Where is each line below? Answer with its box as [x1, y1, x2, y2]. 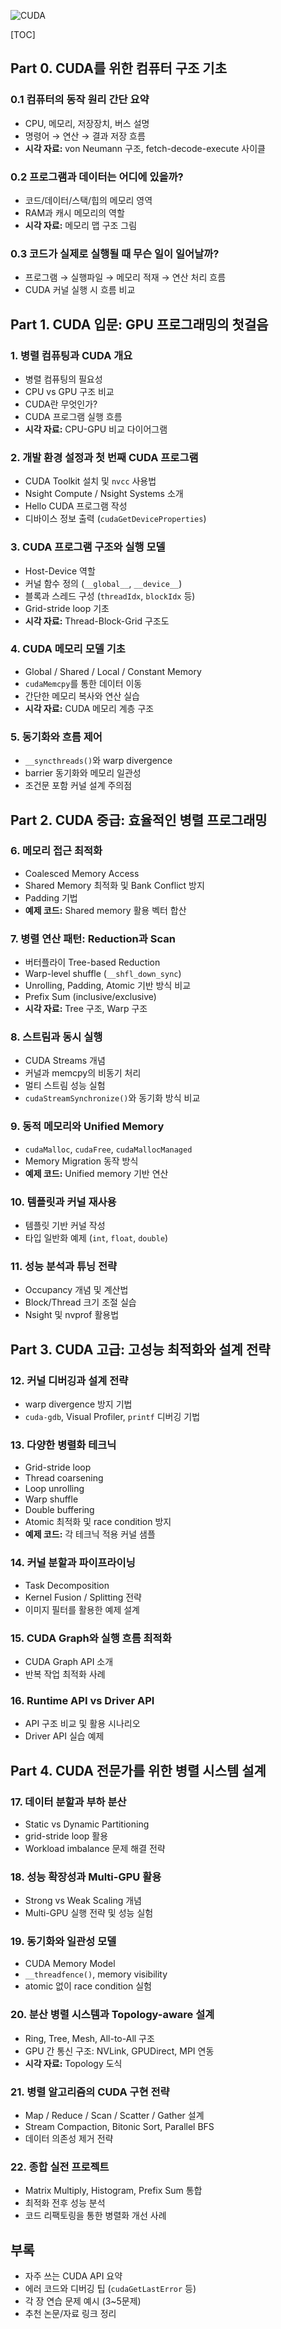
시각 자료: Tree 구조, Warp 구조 [24, 1003, 148, 1015]
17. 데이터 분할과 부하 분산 [10, 1795, 127, 1809]
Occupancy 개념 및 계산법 [24, 1284, 129, 1296]
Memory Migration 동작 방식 [24, 1155, 139, 1167]
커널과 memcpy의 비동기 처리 [24, 1067, 142, 1079]
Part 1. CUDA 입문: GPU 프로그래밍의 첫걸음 [10, 316, 269, 333]
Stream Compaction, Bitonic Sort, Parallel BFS [24, 2121, 215, 2133]
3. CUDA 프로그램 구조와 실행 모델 [10, 540, 166, 554]
